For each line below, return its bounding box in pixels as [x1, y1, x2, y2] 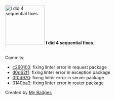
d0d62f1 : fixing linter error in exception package [12, 69, 111, 75]
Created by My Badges [5, 90, 52, 95]
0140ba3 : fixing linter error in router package [12, 80, 104, 86]
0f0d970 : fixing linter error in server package [12, 75, 105, 80]
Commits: [5, 55, 25, 61]
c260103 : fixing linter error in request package [12, 64, 107, 70]
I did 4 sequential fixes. [45, 40, 95, 46]
